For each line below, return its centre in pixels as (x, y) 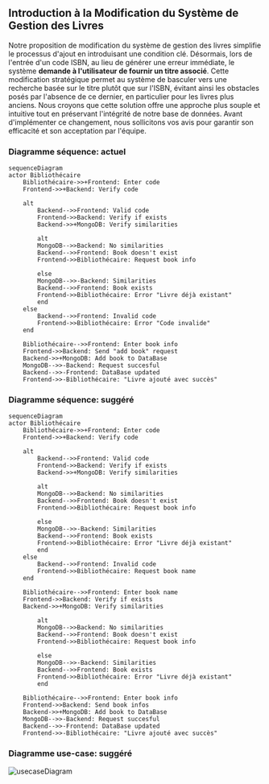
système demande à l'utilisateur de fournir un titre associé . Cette (119, 71)
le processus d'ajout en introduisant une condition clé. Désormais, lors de (130, 54)
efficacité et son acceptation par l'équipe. (77, 130)
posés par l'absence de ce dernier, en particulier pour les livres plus (121, 97)
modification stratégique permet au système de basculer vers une (118, 79)
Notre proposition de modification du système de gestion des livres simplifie (135, 45)
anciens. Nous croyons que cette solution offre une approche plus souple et (134, 105)
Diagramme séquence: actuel (67, 151)
